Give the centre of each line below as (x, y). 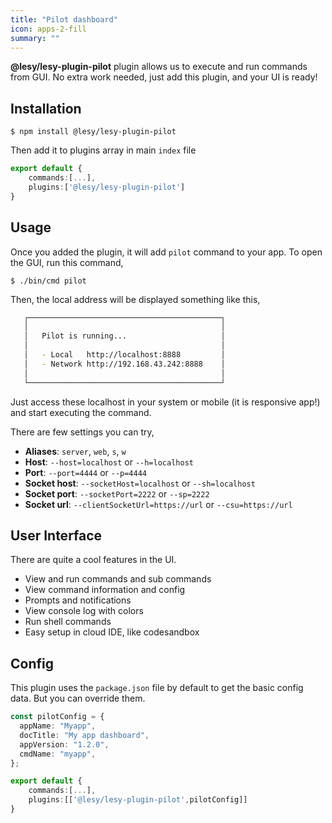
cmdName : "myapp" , (58, 754)
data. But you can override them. (78, 698)
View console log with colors (84, 611)
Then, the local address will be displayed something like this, (135, 299)
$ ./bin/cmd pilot (48, 281)
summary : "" (35, 38)
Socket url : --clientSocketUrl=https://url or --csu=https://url (158, 504)
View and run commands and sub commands (118, 579)
